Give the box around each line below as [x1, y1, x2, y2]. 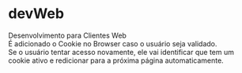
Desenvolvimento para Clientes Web [8, 31, 127, 40]
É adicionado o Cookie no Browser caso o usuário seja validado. [8, 38, 217, 48]
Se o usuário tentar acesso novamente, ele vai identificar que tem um [8, 47, 235, 57]
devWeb [8, 5, 65, 23]
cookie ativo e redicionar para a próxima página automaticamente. [8, 56, 224, 65]
